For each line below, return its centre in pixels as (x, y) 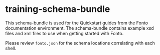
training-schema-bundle (58, 9)
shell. (11, 48)
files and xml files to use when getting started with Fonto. (64, 33)
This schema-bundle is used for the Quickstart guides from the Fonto (77, 23)
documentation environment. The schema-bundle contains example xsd (79, 28)
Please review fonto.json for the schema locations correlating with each (80, 43)
